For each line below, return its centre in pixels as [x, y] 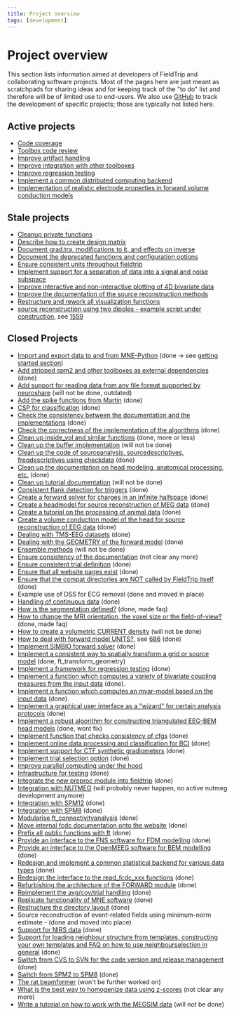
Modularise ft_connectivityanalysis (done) [78, 818]
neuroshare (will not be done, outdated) [75, 392]
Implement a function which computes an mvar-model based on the [115, 691]
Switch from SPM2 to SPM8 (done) [68, 974]
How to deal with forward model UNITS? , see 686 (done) [99, 639]
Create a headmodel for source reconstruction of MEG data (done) [113, 504]
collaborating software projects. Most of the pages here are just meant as [113, 82]
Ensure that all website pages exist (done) [78, 571]
